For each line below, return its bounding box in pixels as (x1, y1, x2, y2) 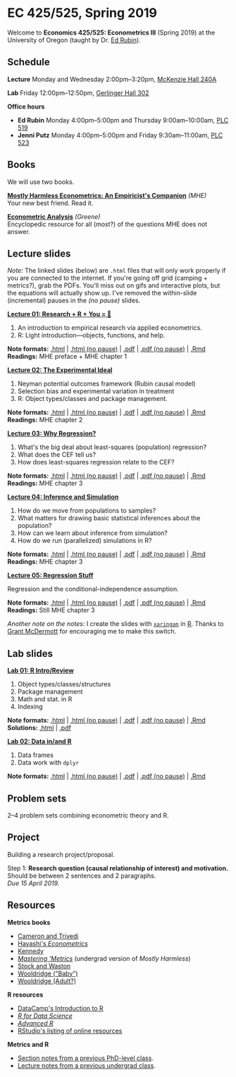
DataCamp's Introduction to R (17, 1004, 104, 1012)
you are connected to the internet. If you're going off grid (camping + (7, 273, 208, 283)
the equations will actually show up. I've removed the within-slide (7, 289, 197, 297)
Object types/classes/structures (17, 680, 111, 689)
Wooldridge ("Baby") (17, 969, 79, 978)
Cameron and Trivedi (17, 932, 79, 940)
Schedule (7, 56, 51, 68)
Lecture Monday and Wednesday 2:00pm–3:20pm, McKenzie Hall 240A (7, 75, 217, 83)
